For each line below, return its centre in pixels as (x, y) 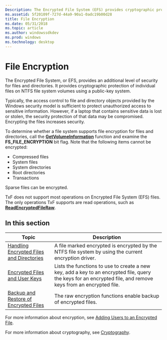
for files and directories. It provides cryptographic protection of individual (80, 85)
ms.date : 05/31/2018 (27, 24)
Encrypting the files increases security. (45, 122)
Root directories (29, 172)
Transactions (26, 178)
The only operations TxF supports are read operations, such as (70, 202)
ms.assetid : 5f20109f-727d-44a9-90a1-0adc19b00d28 (59, 14)
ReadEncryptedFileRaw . (31, 207)
